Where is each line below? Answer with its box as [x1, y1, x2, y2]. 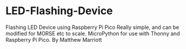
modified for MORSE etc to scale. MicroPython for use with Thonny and [5, 30, 180, 37]
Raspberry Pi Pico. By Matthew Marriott [5, 36, 102, 43]
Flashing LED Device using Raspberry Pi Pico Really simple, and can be [5, 24, 179, 31]
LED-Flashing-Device [5, 4, 113, 18]
